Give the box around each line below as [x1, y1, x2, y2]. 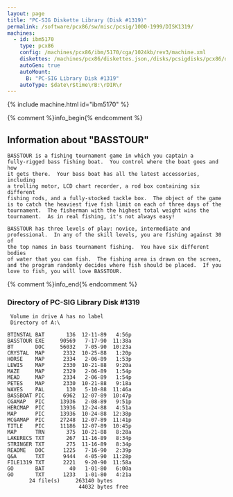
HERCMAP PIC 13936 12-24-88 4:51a [7, 405, 132, 412]
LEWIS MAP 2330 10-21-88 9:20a [7, 362, 132, 369]
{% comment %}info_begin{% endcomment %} [7, 114, 144, 122]
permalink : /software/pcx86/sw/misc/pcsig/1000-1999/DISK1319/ [7, 23, 194, 30]
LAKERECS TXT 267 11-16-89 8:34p [7, 435, 132, 442]
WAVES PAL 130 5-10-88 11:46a [7, 386, 132, 393]
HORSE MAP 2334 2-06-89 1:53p [7, 356, 132, 363]
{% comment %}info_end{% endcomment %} [7, 280, 137, 288]
